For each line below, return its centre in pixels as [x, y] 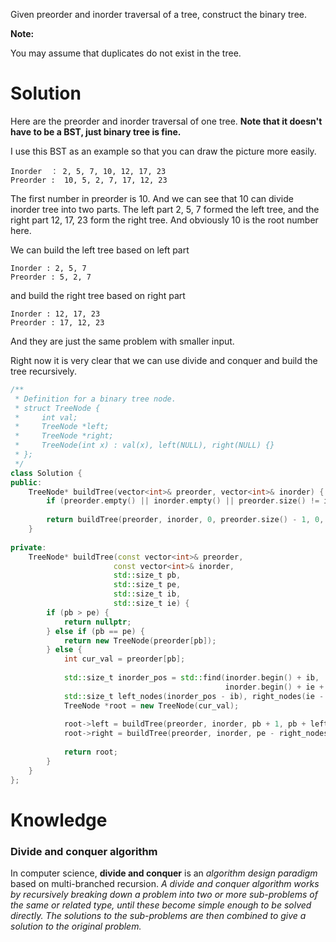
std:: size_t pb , [147, 575]
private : [28, 547]
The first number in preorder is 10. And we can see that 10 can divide [152, 198]
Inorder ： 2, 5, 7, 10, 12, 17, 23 [88, 171]
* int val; [46, 417]
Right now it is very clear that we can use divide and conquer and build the [164, 360]
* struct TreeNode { [57, 408]
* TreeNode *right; [64, 436]
